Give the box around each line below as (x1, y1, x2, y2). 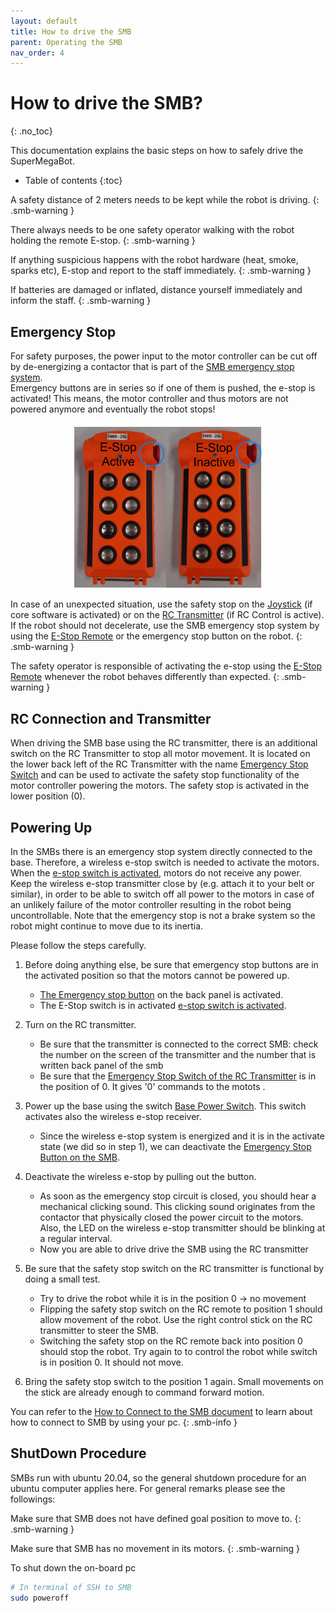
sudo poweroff (10, 1593, 70, 1603)
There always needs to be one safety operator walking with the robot (10, 224, 295, 236)
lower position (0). (10, 790, 86, 802)
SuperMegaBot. (10, 155, 75, 167)
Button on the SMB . (39, 1151, 121, 1163)
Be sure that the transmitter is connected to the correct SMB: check (39, 1038, 319, 1050)
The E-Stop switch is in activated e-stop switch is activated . (39, 999, 287, 1011)
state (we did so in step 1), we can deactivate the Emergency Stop (39, 1140, 312, 1152)
